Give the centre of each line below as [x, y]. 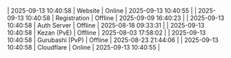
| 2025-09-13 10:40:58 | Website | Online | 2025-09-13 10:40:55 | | [102, 11]
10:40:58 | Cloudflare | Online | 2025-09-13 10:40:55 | [84, 47]
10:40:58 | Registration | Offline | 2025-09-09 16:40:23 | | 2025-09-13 [125, 18]
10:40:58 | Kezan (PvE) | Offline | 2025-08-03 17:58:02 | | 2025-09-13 [107, 32]
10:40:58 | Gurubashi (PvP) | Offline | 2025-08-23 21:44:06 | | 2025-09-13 [113, 40]
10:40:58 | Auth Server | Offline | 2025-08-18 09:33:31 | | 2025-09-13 [106, 25]
